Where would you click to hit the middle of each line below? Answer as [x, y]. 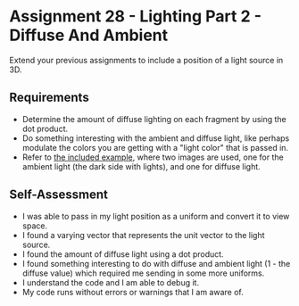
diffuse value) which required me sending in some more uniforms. [143, 273]
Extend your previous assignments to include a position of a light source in [146, 60]
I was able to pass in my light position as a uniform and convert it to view [156, 216]
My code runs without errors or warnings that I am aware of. [133, 292]
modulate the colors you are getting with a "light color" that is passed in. [155, 147]
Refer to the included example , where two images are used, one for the [153, 157]
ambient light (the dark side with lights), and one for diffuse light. [141, 166]
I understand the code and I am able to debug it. [110, 282]
